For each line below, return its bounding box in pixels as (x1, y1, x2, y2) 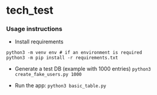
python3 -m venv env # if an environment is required (6, 50, 143, 56)
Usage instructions (6, 25, 62, 33)
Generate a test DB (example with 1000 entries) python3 (14, 65, 151, 72)
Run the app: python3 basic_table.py (14, 82, 106, 89)
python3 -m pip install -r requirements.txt (6, 55, 118, 61)
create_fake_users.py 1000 (14, 72, 82, 78)
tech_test (6, 4, 54, 17)
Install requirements (14, 38, 64, 45)
